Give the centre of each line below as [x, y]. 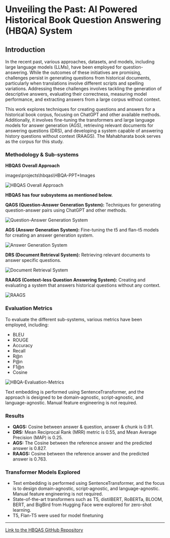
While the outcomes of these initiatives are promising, [86, 72]
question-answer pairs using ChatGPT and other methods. [66, 210]
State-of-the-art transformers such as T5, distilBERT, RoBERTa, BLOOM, [88, 499]
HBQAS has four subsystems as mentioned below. [59, 195]
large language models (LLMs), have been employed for [64, 67]
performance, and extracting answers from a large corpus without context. [83, 99]
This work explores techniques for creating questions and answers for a [80, 109]
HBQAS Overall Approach [32, 166]
